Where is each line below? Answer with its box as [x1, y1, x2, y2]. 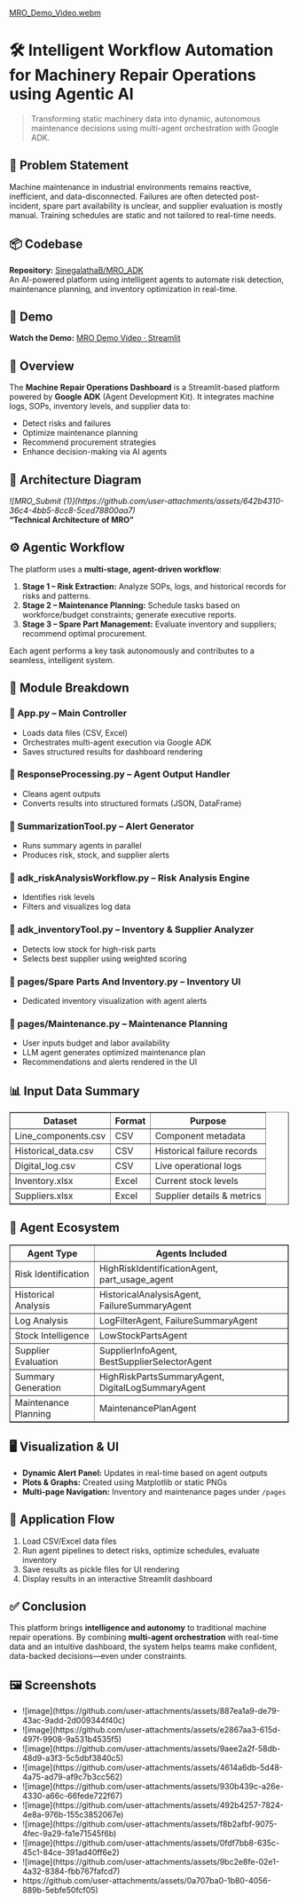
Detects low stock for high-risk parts [21, 944, 157, 954]
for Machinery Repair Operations [9, 66, 256, 85]
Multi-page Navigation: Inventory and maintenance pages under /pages [21, 1486, 286, 1496]
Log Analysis [14, 1314, 68, 1326]
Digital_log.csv [14, 1160, 76, 1173]
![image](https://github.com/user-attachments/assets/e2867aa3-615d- [21, 1725, 281, 1735]
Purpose [189, 1115, 227, 1127]
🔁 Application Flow [9, 1512, 115, 1528]
